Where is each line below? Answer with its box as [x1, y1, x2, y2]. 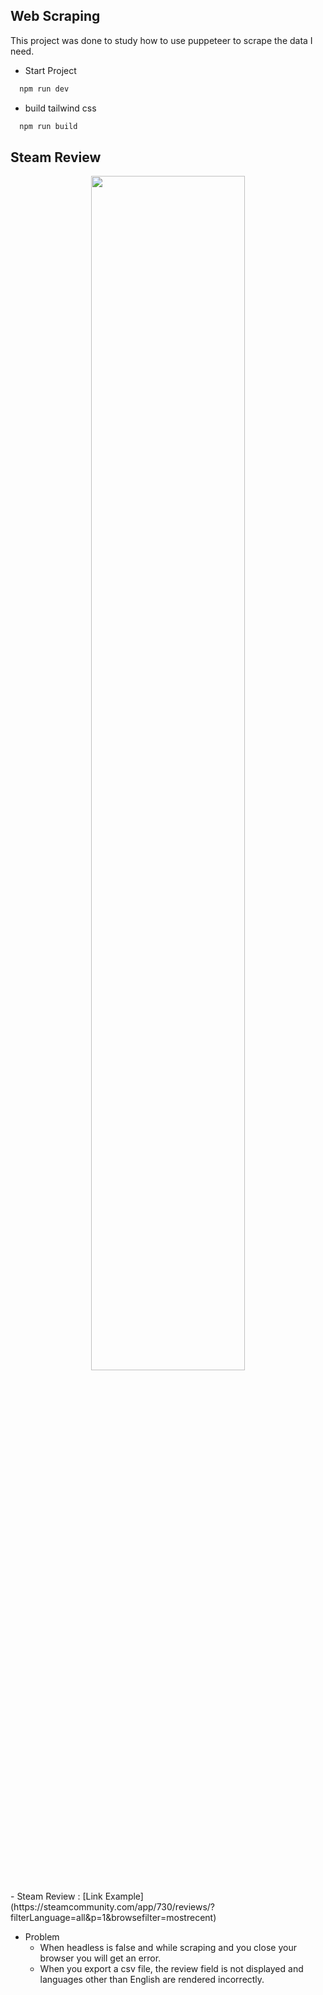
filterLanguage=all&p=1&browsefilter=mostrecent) [10, 1912, 217, 1924]
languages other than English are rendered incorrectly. [39, 1974, 265, 1986]
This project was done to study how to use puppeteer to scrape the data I [10, 34, 313, 46]
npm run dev [19, 84, 70, 94]
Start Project [24, 64, 77, 76]
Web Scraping [10, 8, 101, 25]
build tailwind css [24, 102, 97, 114]
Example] [104, 1890, 144, 1903]
